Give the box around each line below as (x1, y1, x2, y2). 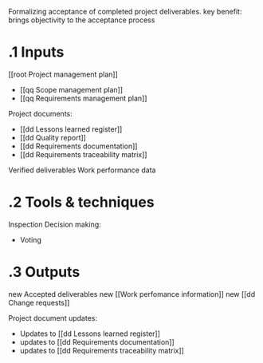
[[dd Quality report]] (19, 132, 86, 142)
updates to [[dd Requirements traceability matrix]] (19, 345, 185, 355)
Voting (19, 235, 41, 244)
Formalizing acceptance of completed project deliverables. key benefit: (8, 7, 242, 16)
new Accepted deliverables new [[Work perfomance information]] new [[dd (8, 289, 256, 298)
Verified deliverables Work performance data (8, 165, 156, 175)
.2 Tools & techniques (8, 193, 155, 211)
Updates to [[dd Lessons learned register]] (19, 329, 161, 338)
